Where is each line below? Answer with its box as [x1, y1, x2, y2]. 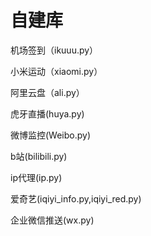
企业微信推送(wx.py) [10, 214, 95, 226]
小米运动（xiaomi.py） [10, 65, 103, 77]
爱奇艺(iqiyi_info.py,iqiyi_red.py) [10, 192, 142, 205]
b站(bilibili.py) [10, 150, 68, 162]
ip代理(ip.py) [10, 171, 63, 183]
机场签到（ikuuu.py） [10, 44, 99, 56]
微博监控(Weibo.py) [10, 129, 92, 141]
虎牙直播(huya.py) [10, 107, 85, 120]
